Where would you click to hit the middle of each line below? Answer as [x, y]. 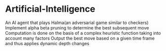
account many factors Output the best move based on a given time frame [80, 38]
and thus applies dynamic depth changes [47, 43]
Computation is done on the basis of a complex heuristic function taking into [83, 33]
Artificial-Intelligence [50, 9]
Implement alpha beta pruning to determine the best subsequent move [77, 27]
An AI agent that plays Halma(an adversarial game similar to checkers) [77, 23]
